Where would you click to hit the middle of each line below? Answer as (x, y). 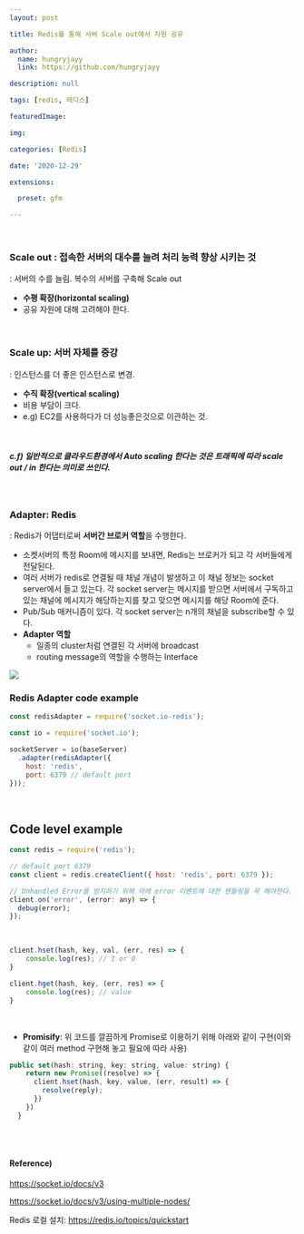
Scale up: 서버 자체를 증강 (64, 353)
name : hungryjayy (50, 59)
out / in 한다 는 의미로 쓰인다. (60, 467)
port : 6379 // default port (78, 775)
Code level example (66, 829)
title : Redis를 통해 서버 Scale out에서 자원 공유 (97, 34)
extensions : (32, 182)
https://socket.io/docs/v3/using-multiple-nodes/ (100, 1201)
